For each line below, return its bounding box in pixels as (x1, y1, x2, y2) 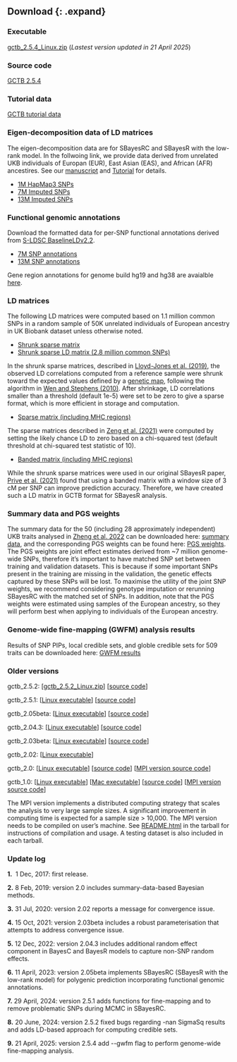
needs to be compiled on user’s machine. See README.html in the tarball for (7, 822, 229, 830)
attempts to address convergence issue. (7, 926, 125, 934)
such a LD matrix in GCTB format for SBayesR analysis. (7, 492, 168, 500)
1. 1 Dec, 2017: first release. (7, 870, 89, 879)
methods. (7, 891, 35, 900)
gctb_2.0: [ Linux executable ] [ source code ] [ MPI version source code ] (7, 764, 212, 773)
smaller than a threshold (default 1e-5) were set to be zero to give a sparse (7, 391, 224, 401)
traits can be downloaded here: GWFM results (7, 648, 141, 657)
